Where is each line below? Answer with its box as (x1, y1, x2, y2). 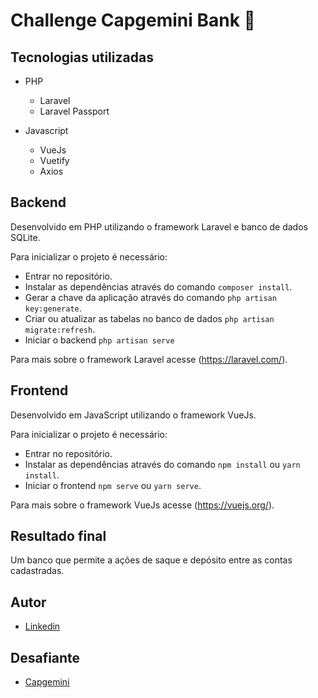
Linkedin (24, 620, 61, 633)
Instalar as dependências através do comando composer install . (24, 280, 293, 293)
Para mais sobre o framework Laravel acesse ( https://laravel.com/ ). (10, 353, 288, 365)
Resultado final (10, 528, 107, 545)
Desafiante (10, 649, 81, 666)
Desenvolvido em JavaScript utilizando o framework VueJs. (10, 409, 257, 421)
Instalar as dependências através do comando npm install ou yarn (24, 458, 301, 470)
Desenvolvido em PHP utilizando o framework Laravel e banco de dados (10, 220, 308, 233)
